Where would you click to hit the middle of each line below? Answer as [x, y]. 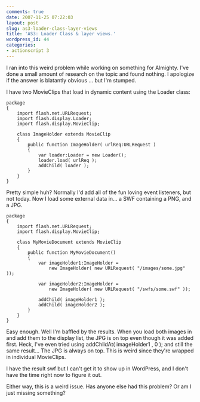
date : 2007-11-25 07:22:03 [40, 17]
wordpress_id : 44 [28, 39]
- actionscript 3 [28, 51]
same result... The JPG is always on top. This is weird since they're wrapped [100, 351]
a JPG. [14, 205]
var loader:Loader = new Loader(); [82, 155]
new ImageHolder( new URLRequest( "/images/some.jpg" [117, 268]
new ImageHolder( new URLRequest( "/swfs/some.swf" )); [120, 289]
